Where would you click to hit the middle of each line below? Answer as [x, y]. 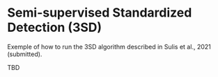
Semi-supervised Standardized [100, 13]
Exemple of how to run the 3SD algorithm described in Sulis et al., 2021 [109, 46]
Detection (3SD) [55, 27]
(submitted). [25, 54]
